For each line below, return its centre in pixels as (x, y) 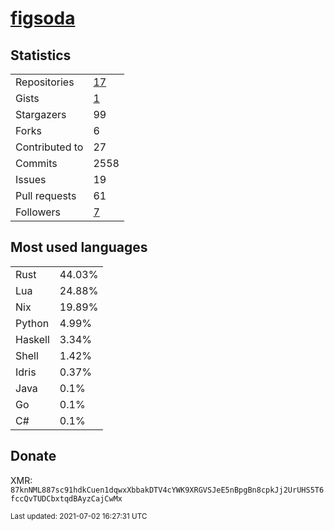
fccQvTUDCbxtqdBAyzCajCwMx (66, 498)
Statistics (41, 55)
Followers (38, 212)
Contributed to (49, 147)
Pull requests (46, 195)
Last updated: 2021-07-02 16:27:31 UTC (79, 516)
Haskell (32, 339)
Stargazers (41, 114)
